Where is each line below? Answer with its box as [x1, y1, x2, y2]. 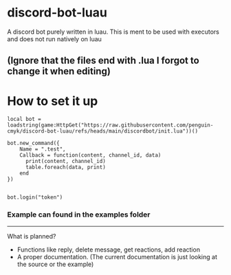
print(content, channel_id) [25, 158, 107, 165]
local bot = [7, 115, 41, 123]
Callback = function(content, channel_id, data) [19, 152, 162, 159]
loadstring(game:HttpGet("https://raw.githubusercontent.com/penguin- [7, 122, 214, 129]
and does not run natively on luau [7, 34, 102, 43]
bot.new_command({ [7, 140, 60, 147]
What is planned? [7, 232, 56, 240]
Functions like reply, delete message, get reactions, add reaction [16, 245, 201, 254]
